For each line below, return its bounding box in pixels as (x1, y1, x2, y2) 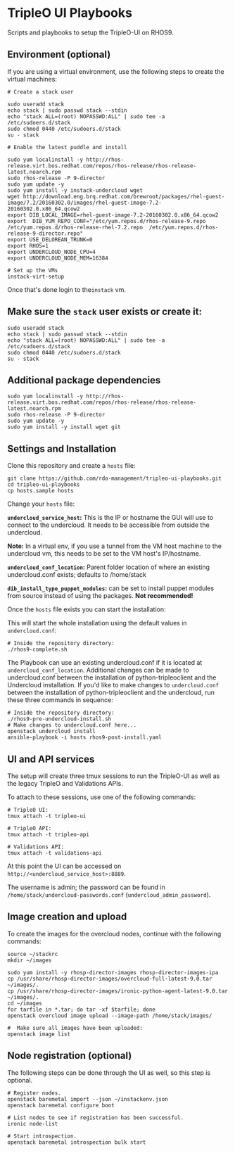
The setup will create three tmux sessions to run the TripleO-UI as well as (7, 772, 220, 780)
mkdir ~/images (7, 957, 52, 964)
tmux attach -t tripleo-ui (7, 813, 87, 820)
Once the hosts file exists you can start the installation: (7, 605, 167, 613)
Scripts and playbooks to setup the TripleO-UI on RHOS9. (7, 28, 174, 37)
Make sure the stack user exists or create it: (7, 306, 203, 318)
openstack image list (7, 1031, 71, 1038)
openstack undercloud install (7, 728, 96, 735)
